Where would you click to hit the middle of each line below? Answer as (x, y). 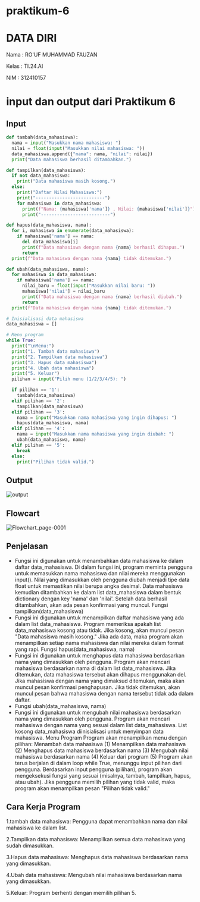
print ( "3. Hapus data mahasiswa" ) (54, 362)
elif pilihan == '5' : (38, 445)
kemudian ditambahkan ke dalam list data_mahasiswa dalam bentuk (98, 592)
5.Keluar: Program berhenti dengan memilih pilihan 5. (71, 892)
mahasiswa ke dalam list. (37, 828)
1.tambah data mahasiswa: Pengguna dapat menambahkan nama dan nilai (97, 821)
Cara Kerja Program (43, 807)
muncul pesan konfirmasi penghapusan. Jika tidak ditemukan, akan (97, 687)
